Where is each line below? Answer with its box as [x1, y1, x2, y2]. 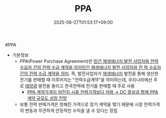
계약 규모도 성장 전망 [27, 95, 67, 101]
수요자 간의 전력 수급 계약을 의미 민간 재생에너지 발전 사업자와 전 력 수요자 [19, 64, 162, 70]
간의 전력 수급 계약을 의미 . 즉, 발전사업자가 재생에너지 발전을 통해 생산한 [19, 70, 159, 77]
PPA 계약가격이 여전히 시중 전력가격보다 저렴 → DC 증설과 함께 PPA [27, 89, 159, 95]
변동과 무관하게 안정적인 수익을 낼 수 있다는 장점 [25, 107, 118, 114]
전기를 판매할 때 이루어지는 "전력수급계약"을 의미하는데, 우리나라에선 [19, 77, 153, 82]
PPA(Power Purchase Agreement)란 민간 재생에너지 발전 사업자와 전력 [19, 58, 159, 64]
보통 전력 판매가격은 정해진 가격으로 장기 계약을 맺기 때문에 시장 [19, 101, 143, 107]
